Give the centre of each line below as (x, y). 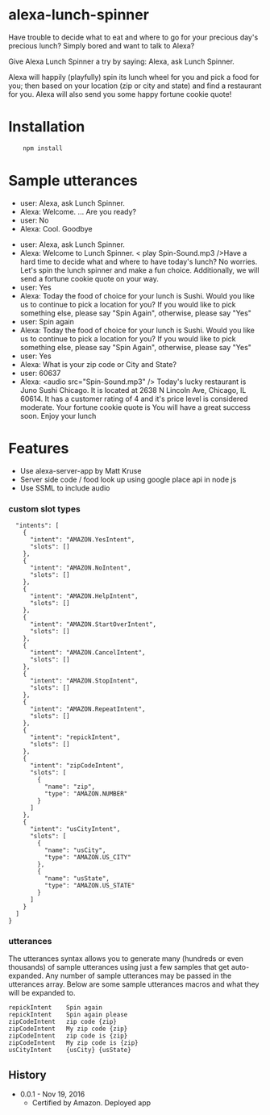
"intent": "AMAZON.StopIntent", (84, 681)
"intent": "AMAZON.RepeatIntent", (88, 709)
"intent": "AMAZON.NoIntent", (80, 568)
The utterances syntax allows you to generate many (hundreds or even (126, 958)
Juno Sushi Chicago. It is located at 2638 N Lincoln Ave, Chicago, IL (133, 390)
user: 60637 (40, 373)
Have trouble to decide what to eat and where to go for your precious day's (133, 37)
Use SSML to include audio (65, 488)
